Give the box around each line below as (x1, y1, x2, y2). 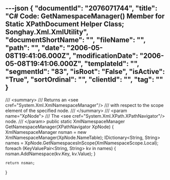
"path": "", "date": (5, 44, 65, 52)
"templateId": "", (84, 59, 140, 68)
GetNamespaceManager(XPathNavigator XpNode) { (5, 124, 114, 130)
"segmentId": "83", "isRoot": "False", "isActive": (5, 67, 165, 76)
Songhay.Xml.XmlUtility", (5, 28, 89, 37)
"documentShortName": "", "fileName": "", (5, 35, 146, 45)
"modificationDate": (73, 52, 139, 60)
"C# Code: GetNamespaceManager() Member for (5, 12, 165, 21)
